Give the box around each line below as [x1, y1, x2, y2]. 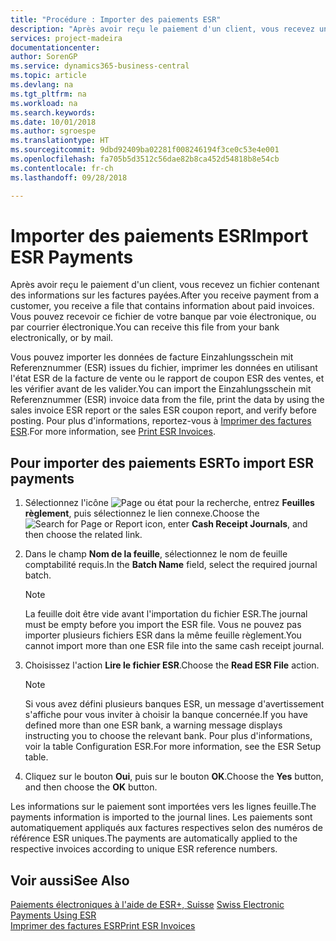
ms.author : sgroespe [10, 126, 97, 136]
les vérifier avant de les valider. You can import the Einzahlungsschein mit [10, 383, 312, 395]
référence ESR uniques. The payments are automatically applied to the [10, 832, 298, 845]
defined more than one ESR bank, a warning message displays [24, 719, 283, 731]
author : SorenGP [10, 52, 78, 62]
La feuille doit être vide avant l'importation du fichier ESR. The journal [24, 608, 308, 620]
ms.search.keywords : [10, 107, 97, 118]
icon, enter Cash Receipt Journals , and [144, 518, 308, 530]
